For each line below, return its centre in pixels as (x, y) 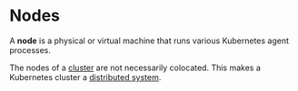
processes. (30, 50)
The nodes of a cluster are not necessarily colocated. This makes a (135, 68)
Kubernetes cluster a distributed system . (85, 77)
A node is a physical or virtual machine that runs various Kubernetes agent (149, 41)
